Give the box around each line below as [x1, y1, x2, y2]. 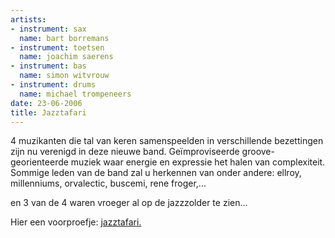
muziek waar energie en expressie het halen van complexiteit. [70, 156, 326, 168]
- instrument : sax [10, 24, 87, 34]
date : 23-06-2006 [10, 98, 83, 108]
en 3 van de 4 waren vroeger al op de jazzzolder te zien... [10, 197, 248, 209]
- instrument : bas [10, 61, 87, 71]
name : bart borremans [19, 33, 110, 43]
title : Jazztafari [10, 107, 87, 118]
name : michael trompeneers [19, 89, 132, 99]
